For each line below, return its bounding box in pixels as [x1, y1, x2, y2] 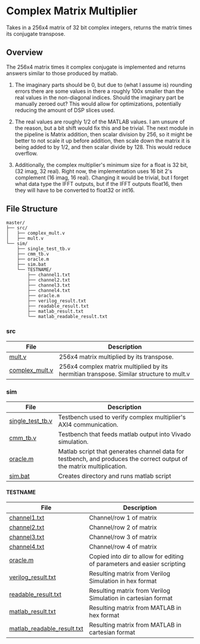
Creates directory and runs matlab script [58, 472, 171, 480]
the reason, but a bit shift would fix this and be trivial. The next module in [14, 124, 194, 132]
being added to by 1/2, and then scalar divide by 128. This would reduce [14, 143, 192, 150]
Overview [6, 48, 43, 58]
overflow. [14, 150, 38, 157]
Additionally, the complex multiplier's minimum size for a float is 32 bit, [14, 161, 189, 168]
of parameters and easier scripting [89, 560, 186, 568]
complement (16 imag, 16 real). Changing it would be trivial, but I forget [14, 174, 189, 181]
